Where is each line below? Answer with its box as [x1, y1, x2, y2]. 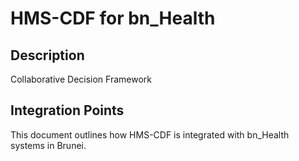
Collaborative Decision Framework [10, 73, 152, 85]
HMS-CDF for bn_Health [10, 7, 216, 30]
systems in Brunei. [10, 139, 87, 151]
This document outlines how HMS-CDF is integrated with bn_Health [10, 128, 290, 141]
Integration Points [10, 102, 125, 119]
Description [10, 47, 85, 64]
